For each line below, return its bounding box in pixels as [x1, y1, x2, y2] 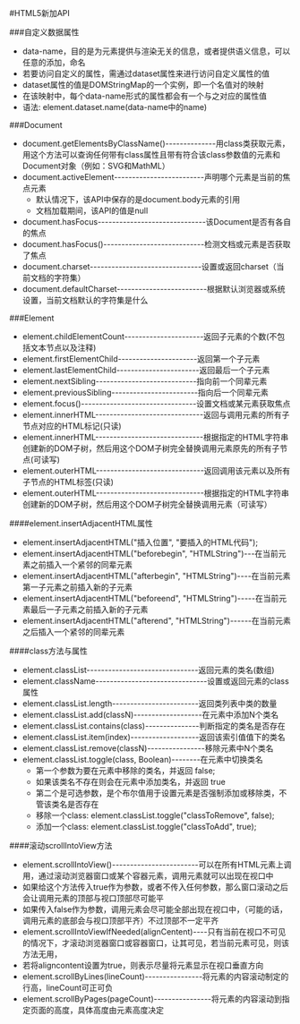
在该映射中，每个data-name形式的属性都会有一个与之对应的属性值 [21, 90, 267, 101]
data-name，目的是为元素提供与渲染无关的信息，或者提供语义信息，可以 [21, 46, 291, 56]
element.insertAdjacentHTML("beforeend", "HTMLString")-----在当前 [21, 593, 279, 603]
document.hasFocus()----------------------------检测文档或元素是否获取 [21, 239, 291, 249]
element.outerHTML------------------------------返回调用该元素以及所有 [21, 465, 291, 476]
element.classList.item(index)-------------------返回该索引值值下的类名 [21, 732, 286, 742]
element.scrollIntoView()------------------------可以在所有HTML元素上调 [21, 859, 292, 870]
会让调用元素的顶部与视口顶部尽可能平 [21, 893, 164, 903]
